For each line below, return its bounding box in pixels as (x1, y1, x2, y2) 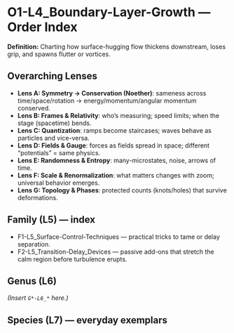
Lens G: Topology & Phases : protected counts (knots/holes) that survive (17, 185, 228, 194)
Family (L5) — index (7, 214, 96, 226)
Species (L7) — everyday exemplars (7, 314, 168, 326)
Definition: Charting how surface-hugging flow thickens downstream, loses (7, 42, 226, 51)
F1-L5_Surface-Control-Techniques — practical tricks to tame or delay (17, 233, 221, 241)
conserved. (17, 103, 50, 112)
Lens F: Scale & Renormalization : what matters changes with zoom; (17, 171, 215, 179)
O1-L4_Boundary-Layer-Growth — (7, 4, 211, 20)
